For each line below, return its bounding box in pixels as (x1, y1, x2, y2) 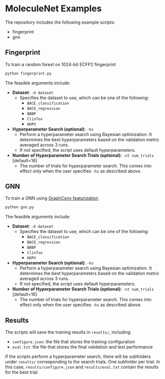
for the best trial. (5, 369, 39, 375)
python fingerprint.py (5, 71, 52, 76)
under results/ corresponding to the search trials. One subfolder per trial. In (5, 359, 161, 365)
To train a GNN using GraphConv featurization (5, 195, 99, 201)
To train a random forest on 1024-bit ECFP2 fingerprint (5, 61, 116, 67)
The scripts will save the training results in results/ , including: (5, 329, 132, 335)
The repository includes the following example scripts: (5, 19, 115, 25)
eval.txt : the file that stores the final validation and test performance (12, 344, 153, 350)
